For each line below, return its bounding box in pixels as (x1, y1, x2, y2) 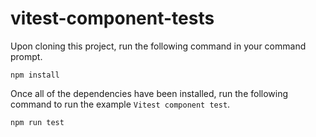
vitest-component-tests (10, 7, 215, 30)
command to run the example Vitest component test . (10, 98, 231, 110)
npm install (10, 70, 60, 80)
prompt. (10, 50, 43, 62)
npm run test (10, 117, 65, 127)
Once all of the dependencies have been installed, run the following (10, 87, 289, 99)
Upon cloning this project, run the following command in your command (10, 40, 307, 52)
